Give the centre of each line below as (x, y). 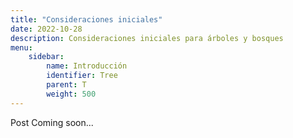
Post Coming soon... (52, 122)
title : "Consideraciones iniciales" (86, 19)
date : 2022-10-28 (46, 29)
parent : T (66, 85)
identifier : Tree (82, 76)
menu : (21, 47)
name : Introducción (87, 66)
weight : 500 (71, 94)
